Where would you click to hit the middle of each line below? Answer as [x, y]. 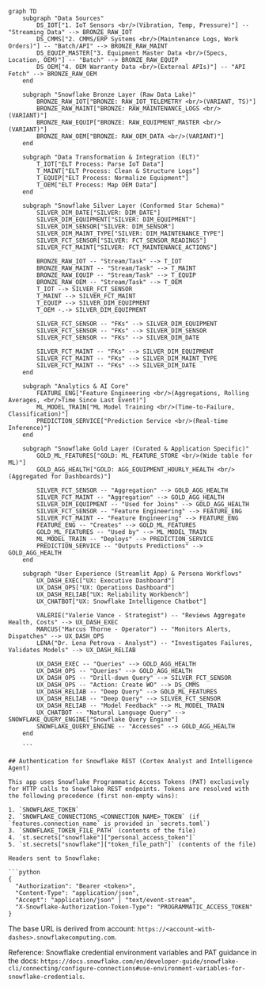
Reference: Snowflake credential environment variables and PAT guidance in [132, 952]
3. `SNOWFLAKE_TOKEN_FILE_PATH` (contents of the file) [102, 831]
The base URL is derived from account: [72, 929]
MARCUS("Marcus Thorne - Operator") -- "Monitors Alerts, [134, 629]
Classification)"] [38, 414]
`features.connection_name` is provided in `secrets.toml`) [110, 824]
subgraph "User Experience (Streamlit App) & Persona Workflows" [132, 574]
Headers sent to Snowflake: [55, 858]
